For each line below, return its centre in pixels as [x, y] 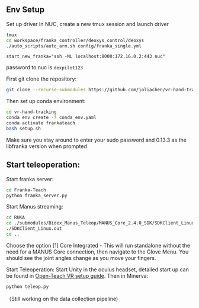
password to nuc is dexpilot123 [45, 68]
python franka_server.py [37, 195]
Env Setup [25, 10]
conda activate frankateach [41, 123]
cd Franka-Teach [26, 190]
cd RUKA [16, 218]
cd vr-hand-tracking [32, 112]
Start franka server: [30, 179]
